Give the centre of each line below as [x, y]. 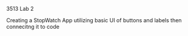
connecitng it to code [33, 27]
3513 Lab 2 [20, 9]
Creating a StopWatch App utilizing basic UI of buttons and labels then [94, 20]
